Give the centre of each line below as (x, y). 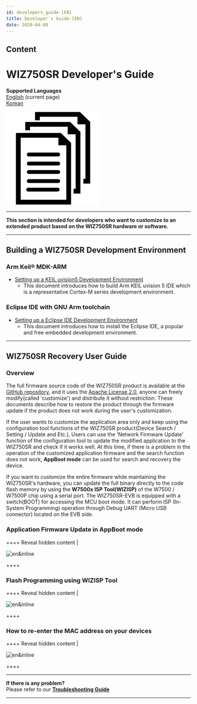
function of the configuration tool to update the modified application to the (96, 441)
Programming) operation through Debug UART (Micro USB (96, 508)
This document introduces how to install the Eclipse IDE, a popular (103, 326)
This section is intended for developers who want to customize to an (91, 220)
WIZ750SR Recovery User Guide (67, 357)
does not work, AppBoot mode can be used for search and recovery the (94, 460)
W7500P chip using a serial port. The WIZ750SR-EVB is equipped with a (93, 496)
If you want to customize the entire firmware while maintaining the (86, 477)
